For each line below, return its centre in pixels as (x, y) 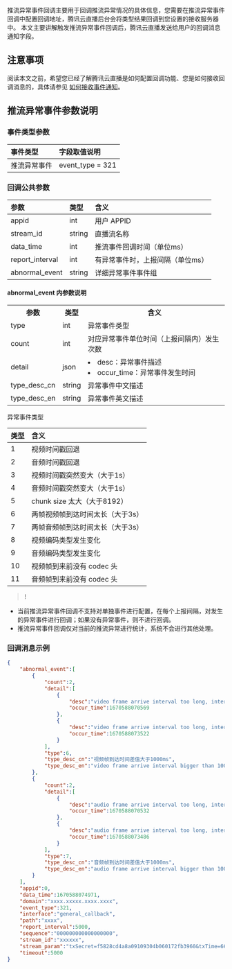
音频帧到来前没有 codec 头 (75, 579)
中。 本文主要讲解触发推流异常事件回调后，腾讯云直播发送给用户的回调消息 (114, 27)
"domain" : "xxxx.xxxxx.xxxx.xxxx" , (69, 901)
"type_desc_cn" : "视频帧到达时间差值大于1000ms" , (109, 760)
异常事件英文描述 (115, 399)
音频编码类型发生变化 (66, 553)
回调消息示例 (29, 648)
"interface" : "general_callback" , (68, 914)
